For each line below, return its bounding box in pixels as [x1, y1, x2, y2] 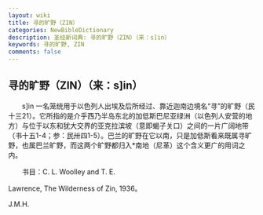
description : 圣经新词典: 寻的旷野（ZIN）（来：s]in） [8, 33, 170, 42]
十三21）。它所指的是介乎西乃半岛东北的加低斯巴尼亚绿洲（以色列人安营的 [8, 111, 246, 120]
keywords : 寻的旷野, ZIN [8, 41, 85, 49]
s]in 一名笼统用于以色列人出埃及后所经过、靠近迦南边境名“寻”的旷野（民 [21, 101, 255, 111]
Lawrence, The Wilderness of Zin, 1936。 [8, 184, 142, 193]
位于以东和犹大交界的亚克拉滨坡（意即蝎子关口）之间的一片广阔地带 [28, 121, 249, 130]
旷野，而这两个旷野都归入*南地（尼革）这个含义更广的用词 [49, 140, 239, 150]
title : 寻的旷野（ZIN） [8, 19, 79, 27]
